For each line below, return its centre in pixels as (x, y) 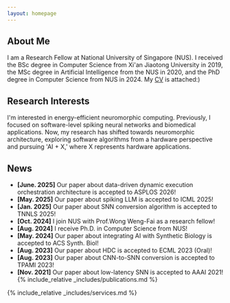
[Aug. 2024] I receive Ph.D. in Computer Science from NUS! (102, 229)
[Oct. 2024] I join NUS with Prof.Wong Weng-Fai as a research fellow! (116, 221)
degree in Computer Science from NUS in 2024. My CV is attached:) (104, 80)
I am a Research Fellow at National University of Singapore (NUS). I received (115, 58)
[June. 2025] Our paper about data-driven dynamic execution (105, 185)
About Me (28, 41)
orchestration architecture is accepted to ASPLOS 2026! (96, 192)
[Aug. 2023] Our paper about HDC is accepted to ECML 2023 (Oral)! (115, 250)
